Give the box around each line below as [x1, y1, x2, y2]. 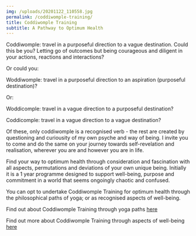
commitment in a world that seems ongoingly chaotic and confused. [6, 177, 170, 184]
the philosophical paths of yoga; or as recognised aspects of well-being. [6, 194, 181, 201]
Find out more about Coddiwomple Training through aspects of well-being [6, 217, 185, 224]
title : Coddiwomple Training [6, 19, 77, 25]
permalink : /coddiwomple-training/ [6, 14, 93, 20]
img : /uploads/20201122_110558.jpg [6, 8, 93, 15]
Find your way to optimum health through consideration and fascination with [6, 158, 190, 165]
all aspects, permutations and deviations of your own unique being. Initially [6, 164, 187, 171]
